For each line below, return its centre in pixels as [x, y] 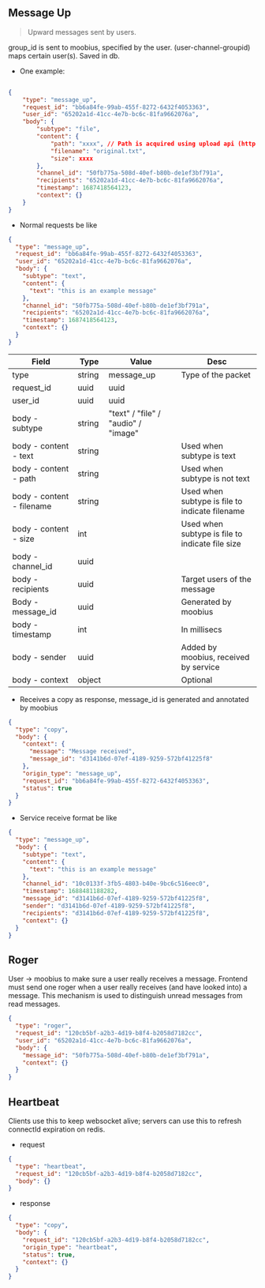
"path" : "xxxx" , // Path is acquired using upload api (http [153, 144]
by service [200, 667]
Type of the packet [216, 374]
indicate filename [213, 511]
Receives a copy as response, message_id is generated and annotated [134, 699]
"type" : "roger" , [44, 1026]
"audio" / [125, 423]
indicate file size [211, 543]
